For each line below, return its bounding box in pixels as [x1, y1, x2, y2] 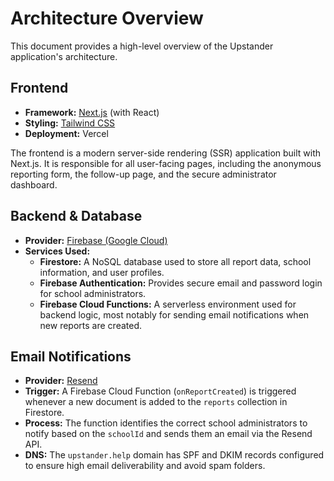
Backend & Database [10, 208, 143, 225]
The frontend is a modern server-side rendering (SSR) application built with [10, 147, 322, 159]
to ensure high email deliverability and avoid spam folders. [24, 460, 266, 472]
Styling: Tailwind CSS [24, 117, 116, 129]
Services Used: [24, 245, 91, 257]
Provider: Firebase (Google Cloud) [24, 234, 168, 246]
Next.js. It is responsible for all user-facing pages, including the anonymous [10, 157, 322, 169]
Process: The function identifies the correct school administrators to [24, 417, 308, 429]
